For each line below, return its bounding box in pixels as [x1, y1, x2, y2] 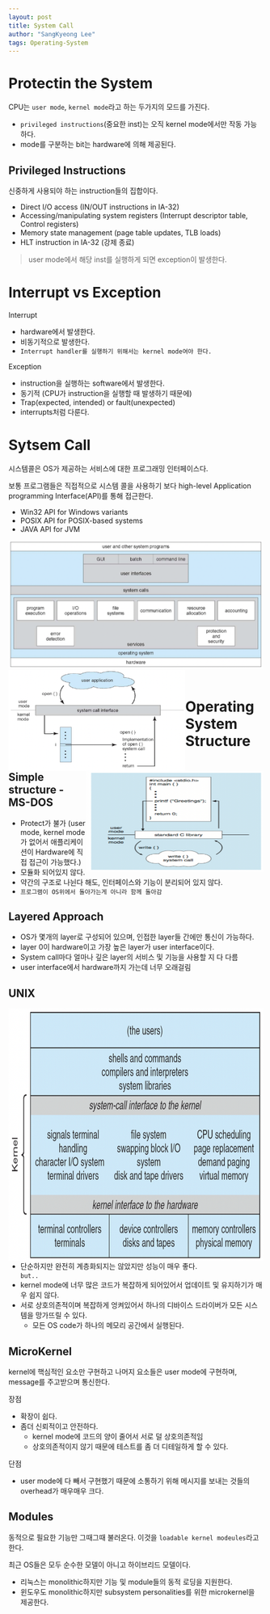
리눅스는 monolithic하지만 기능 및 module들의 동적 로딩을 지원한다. [19, 1577, 233, 1587]
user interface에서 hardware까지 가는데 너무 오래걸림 [19, 963, 192, 972]
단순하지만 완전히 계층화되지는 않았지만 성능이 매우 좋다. [19, 1262, 198, 1271]
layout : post [8, 13, 53, 21]
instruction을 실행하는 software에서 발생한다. [19, 378, 165, 388]
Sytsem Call [8, 436, 91, 454]
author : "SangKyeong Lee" [8, 30, 95, 38]
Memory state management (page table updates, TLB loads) [19, 228, 221, 238]
